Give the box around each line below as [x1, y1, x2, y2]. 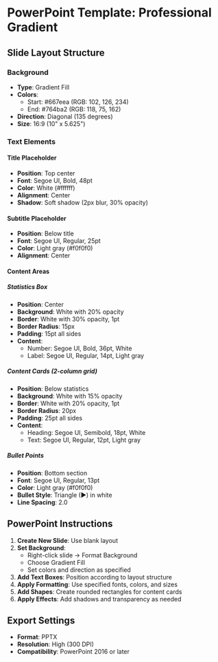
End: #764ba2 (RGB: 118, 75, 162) [27, 105, 121, 113]
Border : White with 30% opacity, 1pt [16, 314, 120, 323]
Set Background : [16, 544, 66, 552]
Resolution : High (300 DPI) [16, 640, 95, 648]
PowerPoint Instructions [7, 518, 113, 530]
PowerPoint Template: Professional [7, 5, 213, 21]
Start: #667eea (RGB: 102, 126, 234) [27, 98, 129, 106]
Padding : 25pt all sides [16, 414, 83, 422]
